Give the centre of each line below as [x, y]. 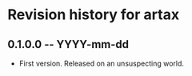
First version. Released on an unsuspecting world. [102, 63]
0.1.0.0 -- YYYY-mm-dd [68, 44]
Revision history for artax [94, 15]
